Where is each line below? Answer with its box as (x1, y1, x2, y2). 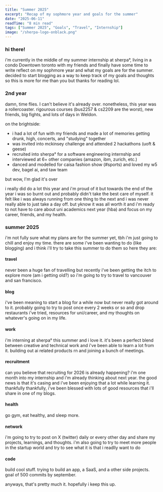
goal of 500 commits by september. (5, 472, 77, 478)
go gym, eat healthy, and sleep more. (5, 412, 80, 418)
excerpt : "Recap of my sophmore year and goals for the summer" (5, 12, 138, 17)
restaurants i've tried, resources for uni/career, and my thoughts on (5, 310, 140, 316)
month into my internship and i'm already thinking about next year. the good (5, 374, 157, 381)
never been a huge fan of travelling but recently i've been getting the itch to (5, 267, 157, 273)
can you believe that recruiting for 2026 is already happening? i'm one (5, 369, 146, 375)
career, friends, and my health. (5, 211, 67, 217)
